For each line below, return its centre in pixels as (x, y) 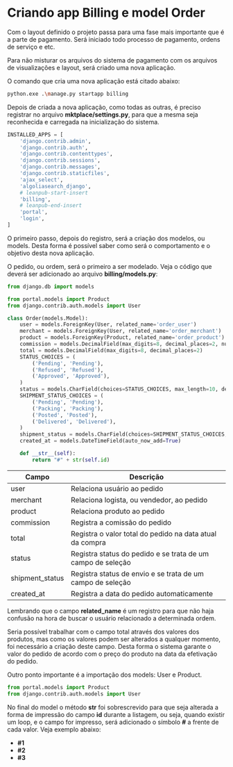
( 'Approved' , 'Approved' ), (71, 377)
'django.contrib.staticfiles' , (65, 174)
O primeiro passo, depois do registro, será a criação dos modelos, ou (106, 238)
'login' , (32, 219)
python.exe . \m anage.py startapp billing (68, 94)
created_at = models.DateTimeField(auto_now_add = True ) (101, 441)
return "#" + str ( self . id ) (71, 460)
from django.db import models (51, 286)
